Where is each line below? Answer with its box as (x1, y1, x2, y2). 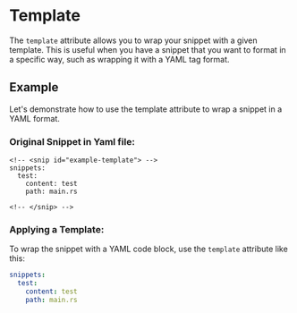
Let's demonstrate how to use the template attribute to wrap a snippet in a (9, 104, 283, 114)
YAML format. (9, 113, 61, 123)
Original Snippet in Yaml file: (9, 135, 136, 148)
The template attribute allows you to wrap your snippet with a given (9, 35, 258, 46)
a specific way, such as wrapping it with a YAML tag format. (9, 54, 230, 64)
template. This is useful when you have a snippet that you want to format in (9, 44, 286, 55)
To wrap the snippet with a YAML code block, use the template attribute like (9, 243, 288, 255)
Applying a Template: (9, 223, 105, 235)
